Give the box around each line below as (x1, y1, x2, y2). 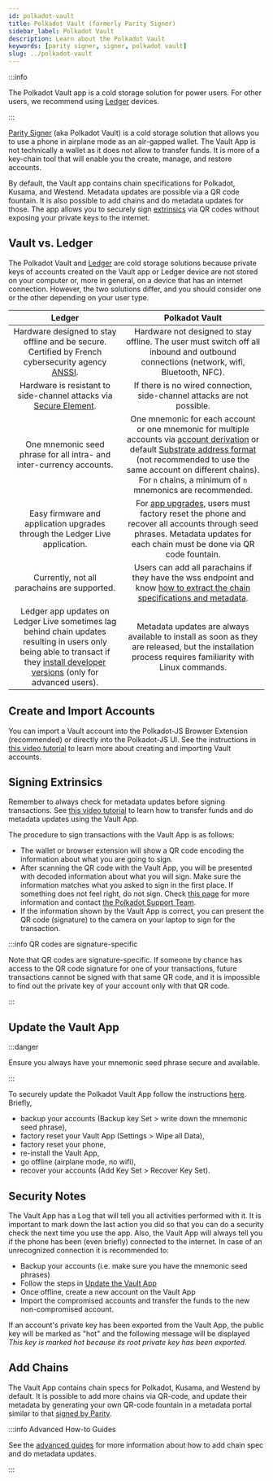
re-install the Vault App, (19, 1148, 100, 1158)
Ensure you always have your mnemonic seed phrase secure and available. (8, 1058, 260, 1068)
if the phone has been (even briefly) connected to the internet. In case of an (8, 1237, 262, 1247)
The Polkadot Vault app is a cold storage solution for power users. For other (8, 88, 262, 98)
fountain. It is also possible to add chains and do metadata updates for (8, 196, 245, 205)
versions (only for (31, 666, 99, 678)
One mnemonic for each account (130, 413, 256, 424)
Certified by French (28, 346, 102, 357)
